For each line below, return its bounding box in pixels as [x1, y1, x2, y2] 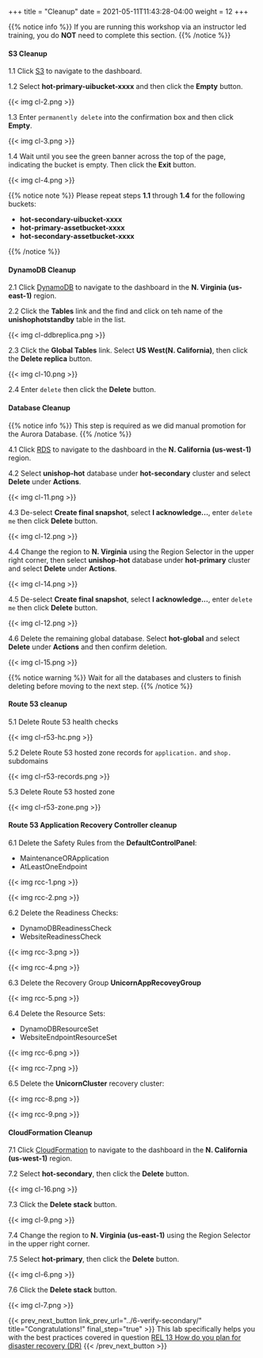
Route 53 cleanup [8, 699, 67, 709]
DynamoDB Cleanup [8, 265, 77, 275]
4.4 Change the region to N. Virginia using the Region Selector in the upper [8, 547, 255, 556]
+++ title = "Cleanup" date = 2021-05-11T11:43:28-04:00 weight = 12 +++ [8, 7, 249, 16]
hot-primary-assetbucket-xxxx [19, 223, 125, 233]
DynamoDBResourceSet [19, 1024, 99, 1034]
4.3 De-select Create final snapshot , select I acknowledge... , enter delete [8, 507, 253, 517]
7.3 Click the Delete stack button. [8, 1200, 117, 1210]
